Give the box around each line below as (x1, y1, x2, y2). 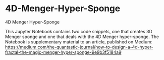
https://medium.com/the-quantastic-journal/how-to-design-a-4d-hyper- (5, 44, 154, 50)
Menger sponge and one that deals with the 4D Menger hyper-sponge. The (5, 34, 159, 40)
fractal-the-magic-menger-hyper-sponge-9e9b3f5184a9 (5, 49, 122, 55)
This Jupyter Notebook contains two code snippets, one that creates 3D (5, 28, 153, 34)
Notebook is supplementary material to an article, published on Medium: (5, 39, 153, 44)
